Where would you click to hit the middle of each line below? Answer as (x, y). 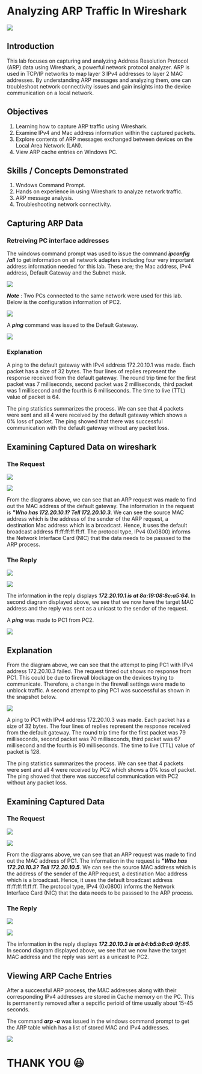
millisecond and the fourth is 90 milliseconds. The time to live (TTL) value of (101, 745)
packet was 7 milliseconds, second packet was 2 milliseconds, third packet (100, 384)
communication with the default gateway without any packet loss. (88, 428)
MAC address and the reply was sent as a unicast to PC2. (78, 957)
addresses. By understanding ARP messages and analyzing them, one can (99, 80)
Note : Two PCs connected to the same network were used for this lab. (95, 296)
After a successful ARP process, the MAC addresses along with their (92, 990)
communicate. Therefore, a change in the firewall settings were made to (96, 684)
